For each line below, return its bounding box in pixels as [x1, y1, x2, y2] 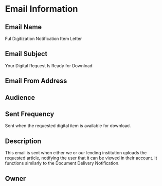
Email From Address [5, 77, 67, 85]
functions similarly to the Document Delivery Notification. [5, 160, 120, 166]
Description [5, 137, 41, 145]
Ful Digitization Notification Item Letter [5, 36, 82, 41]
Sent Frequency [5, 110, 54, 118]
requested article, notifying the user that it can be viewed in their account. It [5, 155, 157, 161]
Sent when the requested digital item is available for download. [5, 123, 131, 129]
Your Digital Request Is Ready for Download [5, 62, 92, 69]
